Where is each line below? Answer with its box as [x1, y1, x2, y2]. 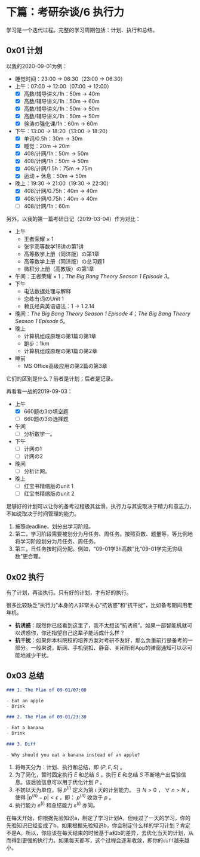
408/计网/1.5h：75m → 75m [23, 165, 93, 172]
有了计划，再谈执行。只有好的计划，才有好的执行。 [6, 589, 132, 596]
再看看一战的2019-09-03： [6, 388, 73, 395]
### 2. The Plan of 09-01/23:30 [6, 714, 87, 720]
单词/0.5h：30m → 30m [23, 135, 83, 142]
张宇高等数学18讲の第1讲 [23, 242, 84, 250]
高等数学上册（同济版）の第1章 [23, 250, 100, 257]
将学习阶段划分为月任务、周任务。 [14, 538, 99, 545]
